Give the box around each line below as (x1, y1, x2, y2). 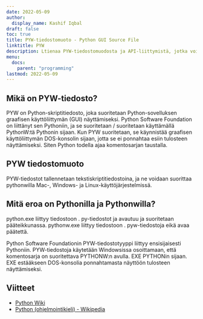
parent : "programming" (17, 65, 74, 71)
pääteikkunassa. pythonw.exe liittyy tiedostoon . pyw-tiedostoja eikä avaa (6, 222, 190, 229)
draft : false (6, 25, 39, 32)
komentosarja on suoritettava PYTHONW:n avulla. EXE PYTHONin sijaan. (6, 252, 187, 260)
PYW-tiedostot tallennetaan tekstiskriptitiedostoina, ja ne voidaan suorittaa (6, 175, 192, 182)
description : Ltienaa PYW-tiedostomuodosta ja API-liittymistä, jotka (6, 48, 188, 54)
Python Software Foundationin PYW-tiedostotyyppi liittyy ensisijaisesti (6, 240, 181, 247)
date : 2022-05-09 (6, 8, 50, 15)
